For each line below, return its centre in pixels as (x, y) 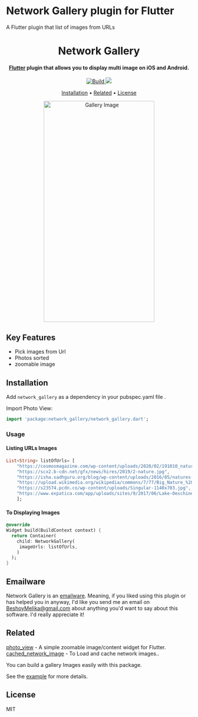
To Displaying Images (33, 512)
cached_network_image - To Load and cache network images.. (83, 653)
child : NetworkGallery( (46, 541)
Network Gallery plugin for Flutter (90, 11)
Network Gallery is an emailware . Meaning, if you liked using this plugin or (96, 596)
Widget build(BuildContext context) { (54, 531)
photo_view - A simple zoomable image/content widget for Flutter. (86, 647)
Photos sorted (32, 358)
